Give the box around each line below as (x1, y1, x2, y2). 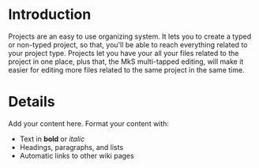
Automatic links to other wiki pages (19, 151, 134, 160)
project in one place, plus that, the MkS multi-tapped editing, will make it (8, 57, 244, 66)
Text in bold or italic (19, 134, 85, 144)
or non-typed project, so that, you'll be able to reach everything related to (8, 39, 248, 49)
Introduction (8, 6, 92, 24)
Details (8, 93, 55, 111)
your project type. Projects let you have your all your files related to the (8, 48, 239, 58)
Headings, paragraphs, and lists (19, 142, 124, 151)
